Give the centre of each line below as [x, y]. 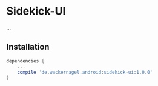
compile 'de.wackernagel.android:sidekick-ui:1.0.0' [85, 72]
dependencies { [25, 61]
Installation [28, 47]
